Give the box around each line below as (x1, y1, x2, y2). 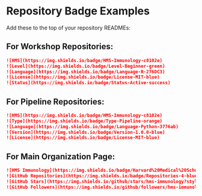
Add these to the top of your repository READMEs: (6, 24, 131, 31)
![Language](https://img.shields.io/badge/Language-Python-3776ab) (6, 123, 179, 130)
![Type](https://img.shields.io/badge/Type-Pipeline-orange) (6, 118, 163, 124)
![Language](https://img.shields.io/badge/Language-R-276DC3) (6, 69, 165, 75)
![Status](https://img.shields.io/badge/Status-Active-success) (6, 80, 171, 86)
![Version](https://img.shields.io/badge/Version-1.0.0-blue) (6, 129, 165, 135)
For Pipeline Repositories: (6, 96, 105, 106)
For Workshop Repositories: (6, 41, 114, 52)
